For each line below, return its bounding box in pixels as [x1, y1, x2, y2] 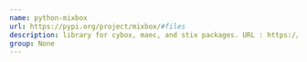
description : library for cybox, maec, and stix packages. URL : [9, 30, 263, 39]
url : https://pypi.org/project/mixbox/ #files [9, 22, 185, 31]
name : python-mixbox [9, 13, 89, 23]
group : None [9, 38, 55, 48]
